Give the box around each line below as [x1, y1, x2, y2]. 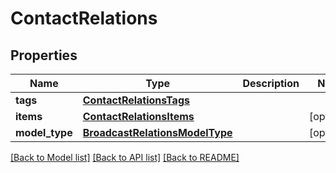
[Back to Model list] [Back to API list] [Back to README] [10, 152, 240, 163]
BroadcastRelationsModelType [82, 126, 233, 139]
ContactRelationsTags [82, 93, 190, 107]
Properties [10, 47, 78, 64]
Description [242, 77, 300, 90]
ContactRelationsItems [82, 110, 195, 123]
